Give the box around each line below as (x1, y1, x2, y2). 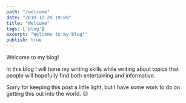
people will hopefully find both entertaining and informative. (6, 72, 156, 79)
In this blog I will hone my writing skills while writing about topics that (6, 65, 179, 73)
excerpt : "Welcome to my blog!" (6, 32, 88, 38)
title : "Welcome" (6, 20, 50, 26)
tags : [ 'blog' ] (6, 25, 45, 32)
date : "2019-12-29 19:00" (6, 15, 71, 21)
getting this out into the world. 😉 (6, 90, 88, 97)
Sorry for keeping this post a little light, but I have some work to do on (6, 84, 181, 91)
